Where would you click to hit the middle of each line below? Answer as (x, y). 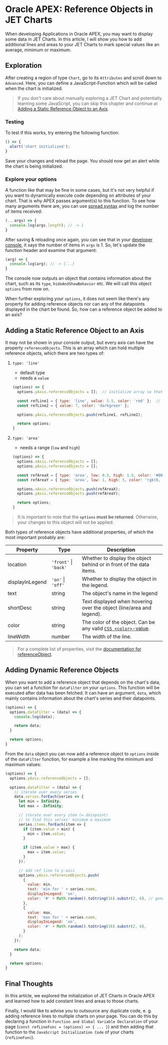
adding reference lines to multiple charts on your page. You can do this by (81, 1016)
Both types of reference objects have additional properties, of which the (79, 532)
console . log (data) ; (34, 717)
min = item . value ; (46, 834)
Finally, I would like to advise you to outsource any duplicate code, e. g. (79, 1011)
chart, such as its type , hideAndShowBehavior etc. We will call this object (78, 284)
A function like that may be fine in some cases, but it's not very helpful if (80, 190)
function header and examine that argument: (51, 250)
